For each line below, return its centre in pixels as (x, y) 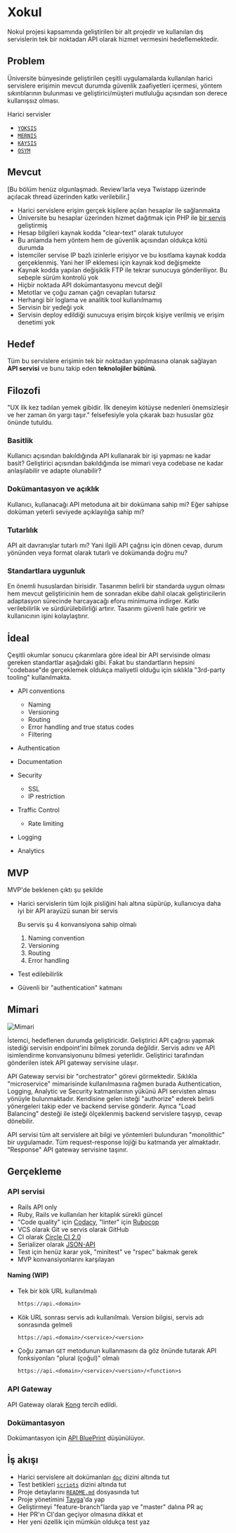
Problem (26, 61)
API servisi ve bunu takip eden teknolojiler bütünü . (82, 369)
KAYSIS (27, 143)
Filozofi (24, 390)
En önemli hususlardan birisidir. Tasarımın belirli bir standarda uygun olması (116, 586)
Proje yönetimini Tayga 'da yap (61, 1499)
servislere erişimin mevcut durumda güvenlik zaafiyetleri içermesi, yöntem (115, 86)
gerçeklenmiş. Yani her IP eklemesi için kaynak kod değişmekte (109, 262)
